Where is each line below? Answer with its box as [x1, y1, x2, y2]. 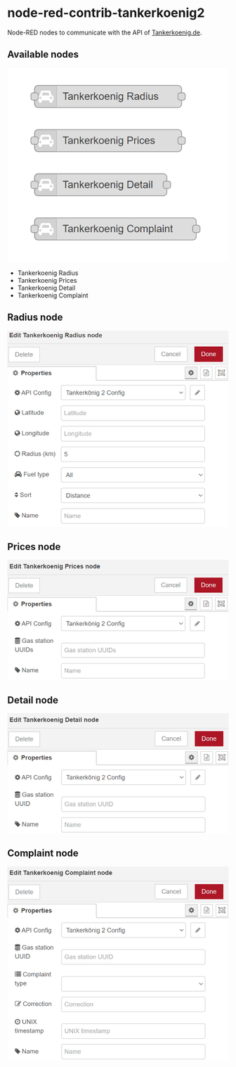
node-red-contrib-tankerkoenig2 [7, 5, 205, 21]
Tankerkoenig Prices [17, 276, 77, 284]
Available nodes [7, 49, 79, 60]
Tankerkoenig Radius [17, 269, 79, 277]
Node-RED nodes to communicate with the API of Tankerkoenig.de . [7, 28, 202, 37]
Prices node [7, 540, 61, 553]
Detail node [7, 694, 58, 706]
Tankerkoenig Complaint [17, 290, 89, 300]
